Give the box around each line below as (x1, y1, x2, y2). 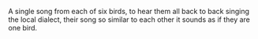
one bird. (8, 23, 38, 32)
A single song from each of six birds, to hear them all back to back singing (8, 7, 250, 16)
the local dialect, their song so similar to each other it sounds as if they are (8, 15, 251, 24)
